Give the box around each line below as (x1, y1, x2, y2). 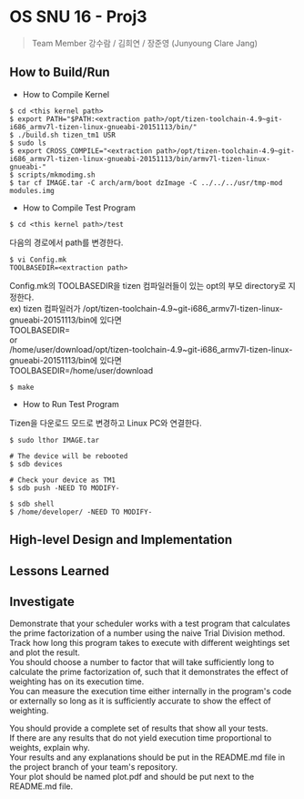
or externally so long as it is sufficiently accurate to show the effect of (9, 695, 271, 707)
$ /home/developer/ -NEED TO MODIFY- (9, 507, 153, 517)
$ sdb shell (9, 499, 55, 508)
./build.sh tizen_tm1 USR (17, 130, 117, 139)
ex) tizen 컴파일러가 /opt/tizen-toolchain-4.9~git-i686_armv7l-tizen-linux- (9, 302, 284, 313)
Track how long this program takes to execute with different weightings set (9, 638, 290, 649)
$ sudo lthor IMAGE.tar (9, 435, 100, 445)
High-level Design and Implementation (9, 532, 233, 548)
